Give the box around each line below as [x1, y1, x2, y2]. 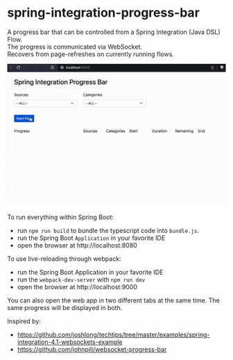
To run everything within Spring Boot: [7, 213, 114, 221]
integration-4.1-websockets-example [17, 338, 123, 346]
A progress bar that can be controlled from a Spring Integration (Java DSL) [7, 28, 221, 36]
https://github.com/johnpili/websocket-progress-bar [17, 345, 167, 354]
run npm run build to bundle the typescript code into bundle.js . [17, 227, 200, 235]
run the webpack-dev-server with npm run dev [17, 275, 146, 284]
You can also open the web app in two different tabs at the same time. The [7, 296, 220, 305]
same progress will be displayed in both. [7, 304, 123, 312]
